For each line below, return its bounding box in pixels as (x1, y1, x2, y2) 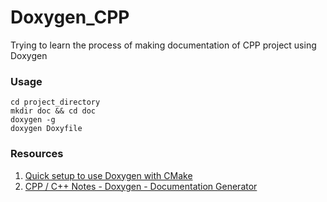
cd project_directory (10, 97, 101, 108)
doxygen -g (10, 115, 56, 125)
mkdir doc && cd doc (10, 106, 97, 116)
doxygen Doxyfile (10, 124, 83, 134)
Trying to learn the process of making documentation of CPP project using (10, 39, 317, 51)
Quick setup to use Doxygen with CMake (24, 169, 193, 181)
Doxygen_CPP (10, 6, 130, 29)
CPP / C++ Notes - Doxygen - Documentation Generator (24, 180, 258, 192)
